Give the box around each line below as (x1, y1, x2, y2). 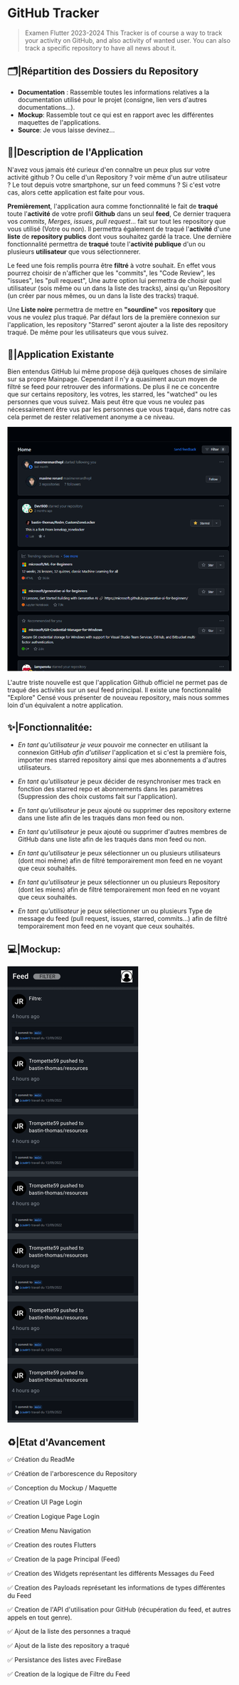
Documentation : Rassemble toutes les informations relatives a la (17, 88, 210, 96)
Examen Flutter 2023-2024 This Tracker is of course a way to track (24, 29, 223, 37)
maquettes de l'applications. (17, 118, 101, 126)
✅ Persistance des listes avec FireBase (7, 1656, 122, 1664)
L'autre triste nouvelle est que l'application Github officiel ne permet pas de (7, 678, 228, 686)
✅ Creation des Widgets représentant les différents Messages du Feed (7, 1570, 215, 1578)
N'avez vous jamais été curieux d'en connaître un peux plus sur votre (7, 165, 211, 174)
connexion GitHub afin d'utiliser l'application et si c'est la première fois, (17, 748, 227, 756)
